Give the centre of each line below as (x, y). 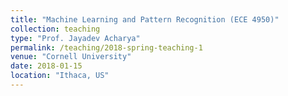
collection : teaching (55, 29)
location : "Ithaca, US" (60, 76)
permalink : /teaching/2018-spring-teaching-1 (106, 47)
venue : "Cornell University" (71, 57)
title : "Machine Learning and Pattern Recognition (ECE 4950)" (145, 19)
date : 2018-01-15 (46, 66)
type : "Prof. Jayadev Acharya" (75, 38)
